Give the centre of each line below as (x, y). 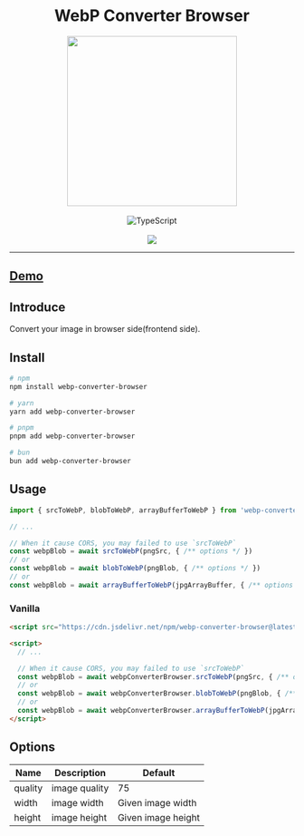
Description (80, 773)
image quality (80, 788)
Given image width (157, 802)
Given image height (159, 817)
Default (159, 773)
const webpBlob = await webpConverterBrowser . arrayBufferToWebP (141, 711)
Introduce (38, 307)
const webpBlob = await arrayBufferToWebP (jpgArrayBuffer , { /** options (152, 585)
